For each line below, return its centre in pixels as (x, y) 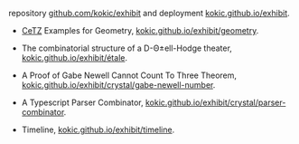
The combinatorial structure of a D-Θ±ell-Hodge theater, (126, 48)
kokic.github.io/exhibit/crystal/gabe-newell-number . (118, 85)
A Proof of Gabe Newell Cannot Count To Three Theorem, (129, 75)
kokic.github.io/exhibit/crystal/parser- (215, 102)
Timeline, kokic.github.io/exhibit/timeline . (98, 130)
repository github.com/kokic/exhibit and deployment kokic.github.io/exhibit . (149, 13)
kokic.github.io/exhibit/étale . (75, 58)
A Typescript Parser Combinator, (82, 102)
